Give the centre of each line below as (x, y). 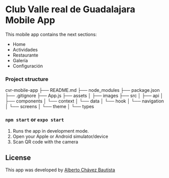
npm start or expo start (35, 120)
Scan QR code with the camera (45, 142)
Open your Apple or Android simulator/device (60, 136)
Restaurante (25, 55)
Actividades (25, 49)
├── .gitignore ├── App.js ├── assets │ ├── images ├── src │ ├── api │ (84, 96)
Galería (20, 60)
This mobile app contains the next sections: (51, 34)
